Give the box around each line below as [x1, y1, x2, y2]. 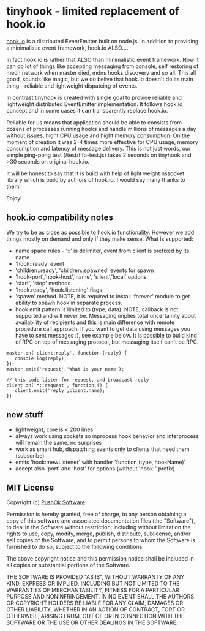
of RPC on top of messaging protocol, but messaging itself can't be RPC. [15, 338, 199, 346]
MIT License [6, 482, 54, 493]
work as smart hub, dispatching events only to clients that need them [15, 445, 190, 453]
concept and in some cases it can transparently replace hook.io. [6, 107, 168, 114]
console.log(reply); [14, 355, 67, 361]
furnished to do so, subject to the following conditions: [6, 543, 144, 551]
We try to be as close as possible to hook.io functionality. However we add [6, 229, 195, 236]
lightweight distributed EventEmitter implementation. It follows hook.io [6, 100, 183, 108]
